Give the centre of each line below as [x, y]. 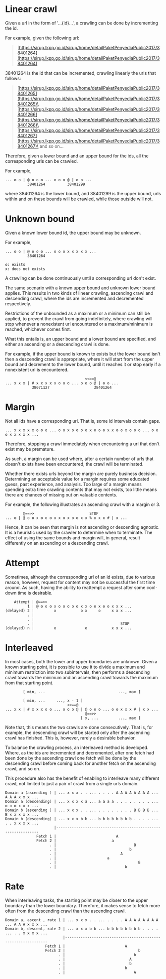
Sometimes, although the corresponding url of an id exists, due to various [80, 577]
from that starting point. [29, 683]
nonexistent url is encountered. [37, 369]
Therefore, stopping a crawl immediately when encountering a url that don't [82, 444]
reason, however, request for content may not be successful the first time [80, 582]
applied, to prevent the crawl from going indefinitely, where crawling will [79, 318]
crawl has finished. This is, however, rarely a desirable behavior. [71, 737]
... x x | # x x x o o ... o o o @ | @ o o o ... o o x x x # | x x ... [82, 709]
